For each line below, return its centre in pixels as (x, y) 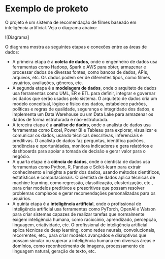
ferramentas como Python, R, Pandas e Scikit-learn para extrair (77, 167)
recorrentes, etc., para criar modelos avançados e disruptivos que (79, 235)
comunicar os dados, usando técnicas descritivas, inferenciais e (77, 135)
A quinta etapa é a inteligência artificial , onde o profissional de (77, 204)
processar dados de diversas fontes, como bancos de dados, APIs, (80, 72)
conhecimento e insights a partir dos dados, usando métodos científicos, (86, 172)
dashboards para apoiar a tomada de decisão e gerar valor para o (79, 151)
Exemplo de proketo (47, 9)
